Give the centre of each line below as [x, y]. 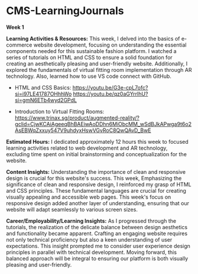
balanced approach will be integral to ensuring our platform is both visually [97, 258]
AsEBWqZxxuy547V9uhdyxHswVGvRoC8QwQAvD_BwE [83, 130]
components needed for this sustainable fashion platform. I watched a [91, 51]
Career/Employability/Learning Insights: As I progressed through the [91, 221]
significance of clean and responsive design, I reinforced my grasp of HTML [99, 184]
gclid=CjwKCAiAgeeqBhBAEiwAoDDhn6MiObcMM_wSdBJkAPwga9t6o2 [103, 124]
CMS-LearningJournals [65, 11]
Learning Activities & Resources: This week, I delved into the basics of [93, 38]
